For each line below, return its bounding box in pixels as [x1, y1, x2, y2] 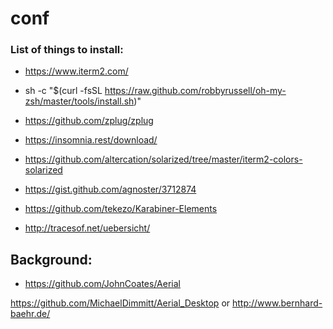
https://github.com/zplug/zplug [24, 115, 154, 127]
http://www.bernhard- [231, 297, 323, 309]
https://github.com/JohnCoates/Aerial [24, 278, 181, 290]
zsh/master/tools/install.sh [24, 95, 135, 107]
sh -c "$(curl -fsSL [24, 85, 103, 97]
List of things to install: [10, 43, 124, 57]
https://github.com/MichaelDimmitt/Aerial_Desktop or [10, 297, 231, 309]
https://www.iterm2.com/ [24, 65, 129, 77]
